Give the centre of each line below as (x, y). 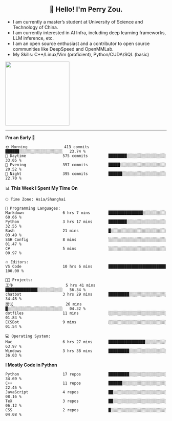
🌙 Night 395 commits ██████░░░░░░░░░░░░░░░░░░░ (86, 174)
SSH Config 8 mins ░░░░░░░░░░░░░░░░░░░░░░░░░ (86, 239)
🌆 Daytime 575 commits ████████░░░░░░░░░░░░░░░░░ (86, 156)
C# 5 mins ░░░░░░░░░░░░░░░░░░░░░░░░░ (86, 249)
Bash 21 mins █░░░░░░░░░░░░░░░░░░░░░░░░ (86, 231)
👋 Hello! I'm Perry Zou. (86, 9)
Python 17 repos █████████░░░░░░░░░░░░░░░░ (86, 374)
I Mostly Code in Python (31, 365)
